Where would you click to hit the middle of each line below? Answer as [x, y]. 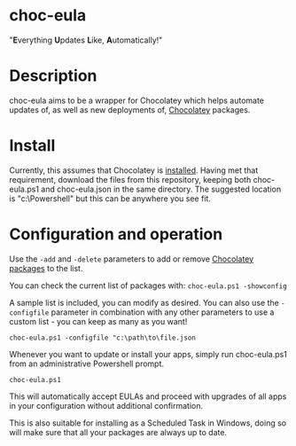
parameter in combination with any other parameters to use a [163, 312]
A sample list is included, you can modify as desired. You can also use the [144, 302]
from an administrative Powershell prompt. [87, 364]
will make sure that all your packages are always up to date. [118, 432]
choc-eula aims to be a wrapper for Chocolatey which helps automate [136, 100]
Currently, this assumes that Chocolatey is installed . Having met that [134, 170]
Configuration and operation [116, 234]
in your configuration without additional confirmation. [106, 405]
